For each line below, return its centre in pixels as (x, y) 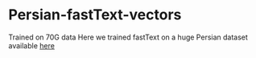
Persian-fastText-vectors (95, 15)
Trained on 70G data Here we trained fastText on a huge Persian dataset (128, 37)
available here (31, 45)
